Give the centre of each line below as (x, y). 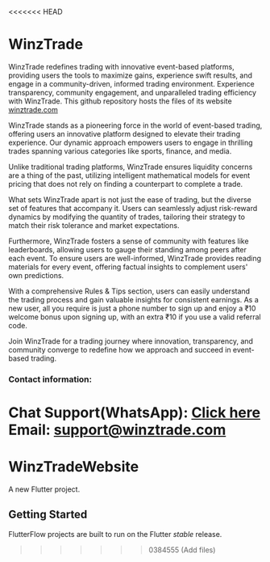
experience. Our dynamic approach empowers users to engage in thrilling (131, 142)
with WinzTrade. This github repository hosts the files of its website (120, 101)
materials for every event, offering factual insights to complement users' (128, 267)
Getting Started (48, 515)
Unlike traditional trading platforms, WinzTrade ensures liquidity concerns (131, 167)
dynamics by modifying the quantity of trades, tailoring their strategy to (127, 217)
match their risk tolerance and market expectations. (94, 225)
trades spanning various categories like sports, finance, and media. (120, 151)
